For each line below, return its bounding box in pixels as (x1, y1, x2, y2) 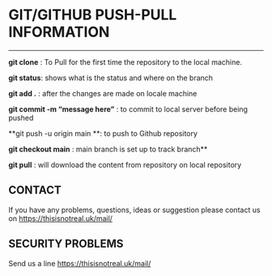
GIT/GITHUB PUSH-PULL (8, 6, 177, 24)
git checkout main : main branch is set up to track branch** (8, 144, 208, 154)
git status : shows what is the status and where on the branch (8, 73, 213, 83)
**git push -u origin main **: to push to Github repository (8, 128, 198, 138)
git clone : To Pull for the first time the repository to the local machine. (8, 57, 243, 66)
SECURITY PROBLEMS (8, 237, 124, 251)
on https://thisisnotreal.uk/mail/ (8, 213, 113, 223)
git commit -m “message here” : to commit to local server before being (8, 104, 249, 114)
